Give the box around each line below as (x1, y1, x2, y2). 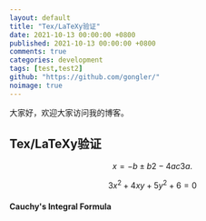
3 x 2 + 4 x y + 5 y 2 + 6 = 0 (107, 178, 198, 191)
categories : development (9, 55, 103, 65)
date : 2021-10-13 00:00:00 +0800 (9, 30, 136, 39)
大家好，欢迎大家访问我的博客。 (9, 106, 129, 118)
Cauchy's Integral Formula (9, 201, 112, 212)
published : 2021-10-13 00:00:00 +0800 (9, 38, 156, 48)
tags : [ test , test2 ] (9, 65, 83, 74)
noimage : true (9, 81, 64, 90)
